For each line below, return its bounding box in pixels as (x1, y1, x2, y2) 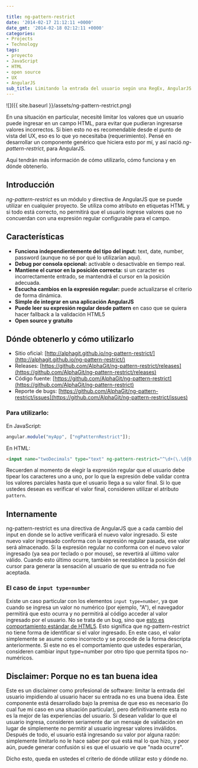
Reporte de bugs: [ (14, 388, 61, 395)
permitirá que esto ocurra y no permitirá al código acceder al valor (6, 610, 168, 617)
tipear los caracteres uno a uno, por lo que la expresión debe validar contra (6, 473, 190, 480)
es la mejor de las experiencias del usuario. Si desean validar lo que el (6, 712, 177, 719)
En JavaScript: (6, 422, 41, 429)
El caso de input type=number (6, 584, 90, 592)
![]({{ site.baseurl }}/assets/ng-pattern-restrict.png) (6, 102, 132, 109)
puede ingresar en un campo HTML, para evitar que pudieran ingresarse (6, 120, 183, 126)
